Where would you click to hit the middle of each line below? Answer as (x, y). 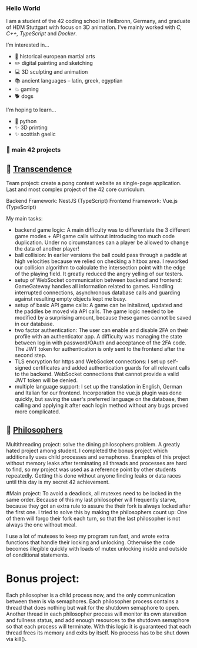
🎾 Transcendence (39, 169)
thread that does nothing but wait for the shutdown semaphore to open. (93, 607)
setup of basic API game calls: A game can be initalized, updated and (98, 305)
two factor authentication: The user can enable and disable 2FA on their (101, 330)
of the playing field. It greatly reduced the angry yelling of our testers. (99, 274)
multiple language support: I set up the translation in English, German (98, 387)
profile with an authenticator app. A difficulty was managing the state (98, 337)
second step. (31, 356)
